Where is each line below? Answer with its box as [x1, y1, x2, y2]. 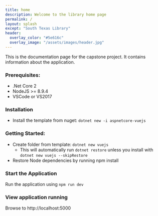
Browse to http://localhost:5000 [5, 205, 71, 211]
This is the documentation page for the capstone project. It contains [5, 54, 146, 60]
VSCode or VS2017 [12, 94, 52, 100]
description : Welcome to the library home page [5, 12, 107, 17]
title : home [5, 7, 30, 13]
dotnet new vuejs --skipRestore [20, 153, 88, 158]
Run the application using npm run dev [5, 181, 84, 187]
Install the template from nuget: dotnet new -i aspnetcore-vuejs [12, 117, 146, 123]
